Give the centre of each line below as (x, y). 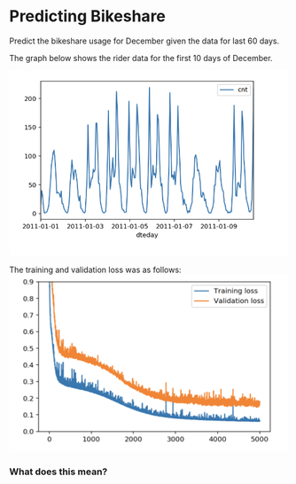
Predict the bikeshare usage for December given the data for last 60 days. (144, 41)
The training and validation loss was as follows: (95, 270)
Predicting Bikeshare (88, 16)
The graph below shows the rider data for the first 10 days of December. (141, 58)
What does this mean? (58, 472)
